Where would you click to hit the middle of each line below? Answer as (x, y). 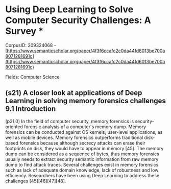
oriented (14, 127)
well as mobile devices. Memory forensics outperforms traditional (74, 137)
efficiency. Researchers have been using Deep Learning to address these (82, 175)
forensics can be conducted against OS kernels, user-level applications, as (84, 132)
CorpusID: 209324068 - (31, 45)
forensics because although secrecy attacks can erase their (82, 143)
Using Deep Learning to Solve (69, 9)
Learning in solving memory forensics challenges (86, 101)
